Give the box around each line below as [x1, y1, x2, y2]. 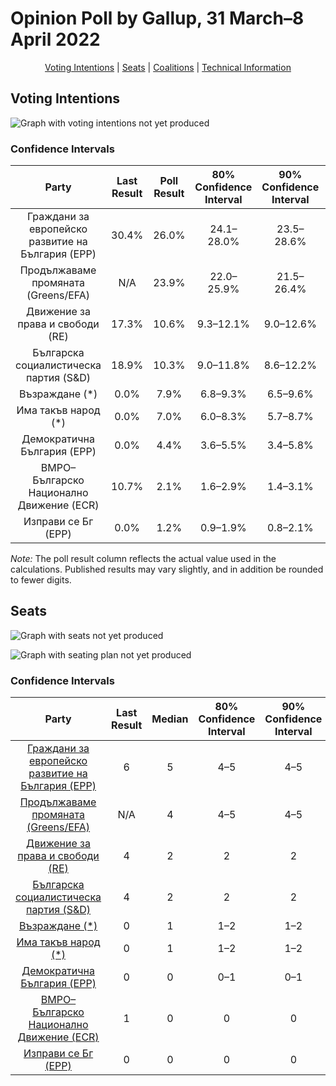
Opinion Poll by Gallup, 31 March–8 [10, 7, 305, 30]
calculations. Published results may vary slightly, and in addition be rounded [10, 563, 324, 576]
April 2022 [10, 28, 101, 51]
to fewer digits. [10, 574, 72, 586]
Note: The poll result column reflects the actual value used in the [10, 553, 277, 565]
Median [151, 712, 189, 726]
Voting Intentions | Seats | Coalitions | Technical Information [44, 61, 292, 73]
